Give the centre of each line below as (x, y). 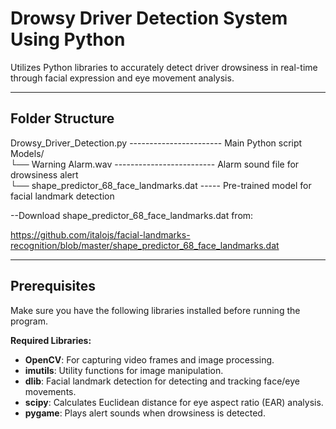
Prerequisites (53, 286)
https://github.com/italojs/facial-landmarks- (100, 234)
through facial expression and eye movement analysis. (122, 78)
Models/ (27, 153)
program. (29, 321)
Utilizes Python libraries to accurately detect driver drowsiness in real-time (164, 67)
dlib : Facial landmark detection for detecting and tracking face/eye (162, 381)
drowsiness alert (44, 174)
